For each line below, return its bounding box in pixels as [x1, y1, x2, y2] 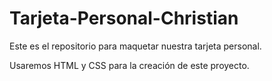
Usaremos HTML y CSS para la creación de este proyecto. [9, 59, 250, 71]
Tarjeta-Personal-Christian [9, 7, 239, 30]
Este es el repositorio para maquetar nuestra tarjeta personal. [9, 40, 262, 52]
